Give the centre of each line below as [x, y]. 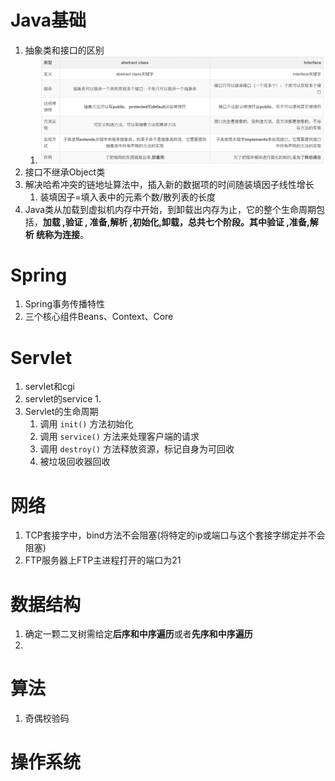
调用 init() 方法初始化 [86, 424]
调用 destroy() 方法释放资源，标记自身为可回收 [137, 449]
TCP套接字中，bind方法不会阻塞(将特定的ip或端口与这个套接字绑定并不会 [175, 535]
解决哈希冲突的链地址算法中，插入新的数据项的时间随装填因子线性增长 [169, 184]
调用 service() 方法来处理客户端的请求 [119, 437]
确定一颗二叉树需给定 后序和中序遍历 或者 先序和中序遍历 [138, 634]
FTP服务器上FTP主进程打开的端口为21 [103, 560]
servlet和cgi [49, 387]
